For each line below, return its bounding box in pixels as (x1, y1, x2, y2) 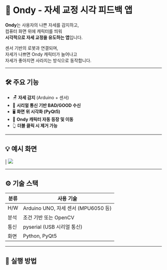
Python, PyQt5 (23, 233, 57, 240)
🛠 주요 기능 (5, 78, 39, 87)
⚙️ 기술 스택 (5, 179, 39, 187)
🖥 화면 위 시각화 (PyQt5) (12, 108, 61, 115)
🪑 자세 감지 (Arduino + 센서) (12, 94, 70, 100)
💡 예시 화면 (5, 145, 37, 153)
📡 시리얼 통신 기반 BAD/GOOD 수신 (12, 102, 81, 108)
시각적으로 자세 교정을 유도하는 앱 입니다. (5, 34, 83, 40)
